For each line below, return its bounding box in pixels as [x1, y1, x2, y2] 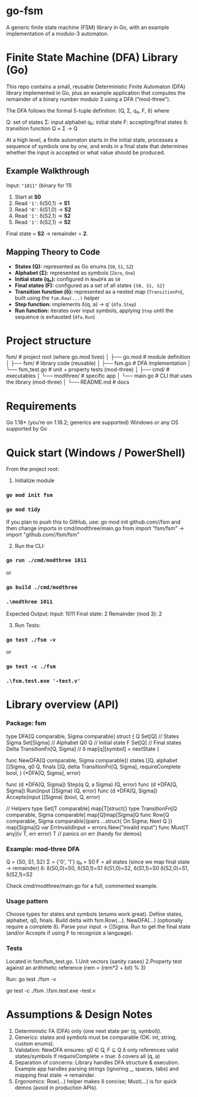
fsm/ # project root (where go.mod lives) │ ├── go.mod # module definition [6, 354, 190, 361]
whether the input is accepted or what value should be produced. [6, 149, 165, 156]
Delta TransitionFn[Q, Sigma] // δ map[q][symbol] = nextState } [6, 745, 160, 752]
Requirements [6, 399, 77, 413]
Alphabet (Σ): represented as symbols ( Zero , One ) [14, 269, 135, 276]
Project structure [6, 333, 92, 347]
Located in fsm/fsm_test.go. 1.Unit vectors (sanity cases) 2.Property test [6, 958, 182, 965]
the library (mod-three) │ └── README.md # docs [6, 379, 130, 386]
